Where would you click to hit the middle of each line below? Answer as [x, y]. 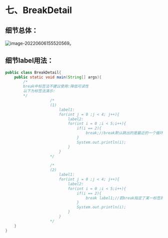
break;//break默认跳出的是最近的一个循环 [124, 133]
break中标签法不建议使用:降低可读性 [56, 86]
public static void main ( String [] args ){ [58, 77]
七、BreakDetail [39, 10]
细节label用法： [29, 61]
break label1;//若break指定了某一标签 [123, 198]
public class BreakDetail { [33, 72]
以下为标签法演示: [39, 91]
